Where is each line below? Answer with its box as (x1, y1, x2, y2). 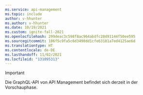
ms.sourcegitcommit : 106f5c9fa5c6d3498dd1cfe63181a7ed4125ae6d (5, 39, 136, 44)
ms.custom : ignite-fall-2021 (5, 30, 64, 34)
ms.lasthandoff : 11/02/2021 (5, 52, 62, 57)
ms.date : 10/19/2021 (5, 25, 47, 30)
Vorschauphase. (5, 84, 38, 90)
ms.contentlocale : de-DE (5, 47, 55, 52)
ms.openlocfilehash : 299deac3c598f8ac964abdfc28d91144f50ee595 (5, 34, 136, 39)
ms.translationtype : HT (5, 43, 53, 48)
